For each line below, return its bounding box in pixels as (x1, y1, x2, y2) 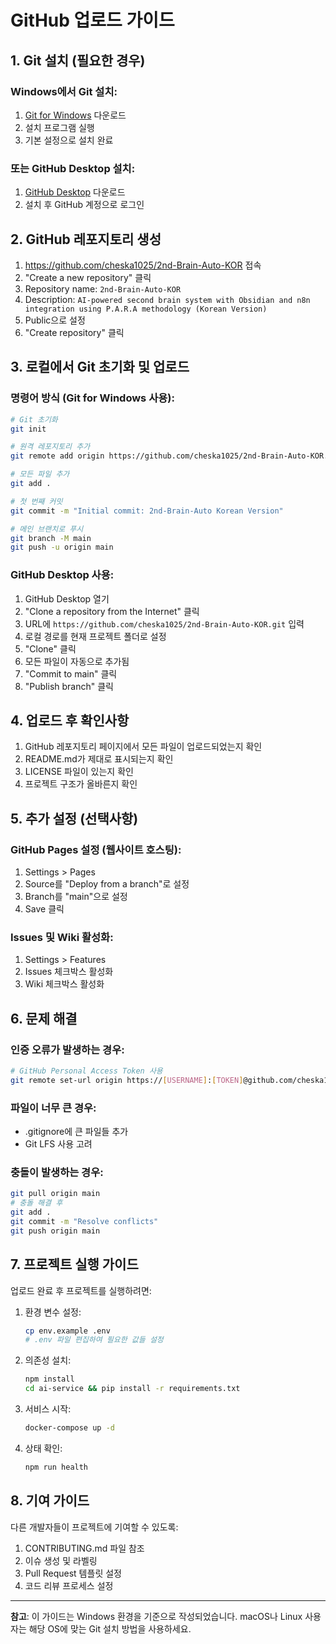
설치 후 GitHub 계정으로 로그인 (24, 199, 145, 211)
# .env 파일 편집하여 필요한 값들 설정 (24, 1335, 164, 1345)
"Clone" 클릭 (24, 642, 77, 655)
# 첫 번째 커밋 (10, 496, 63, 506)
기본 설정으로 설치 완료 (24, 134, 114, 146)
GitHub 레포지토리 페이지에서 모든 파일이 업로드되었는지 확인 (24, 741, 263, 753)
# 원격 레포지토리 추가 (10, 442, 91, 452)
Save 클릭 (24, 903, 65, 915)
